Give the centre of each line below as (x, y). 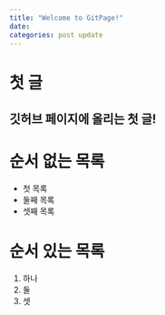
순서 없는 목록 (57, 162)
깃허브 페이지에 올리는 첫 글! (83, 119)
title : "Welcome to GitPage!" (67, 18)
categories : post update (56, 35)
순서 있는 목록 (57, 252)
